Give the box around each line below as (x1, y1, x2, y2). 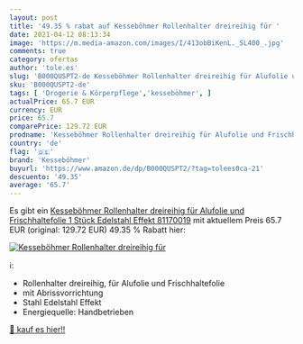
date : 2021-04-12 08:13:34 (9, 30, 111, 39)
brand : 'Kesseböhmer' (9, 155, 91, 165)
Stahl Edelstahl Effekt (22, 297, 102, 308)
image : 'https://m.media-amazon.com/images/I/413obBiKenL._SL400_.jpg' (9, 38, 284, 48)
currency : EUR (9, 105, 63, 114)
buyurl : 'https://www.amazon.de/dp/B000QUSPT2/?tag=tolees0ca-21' (9, 164, 264, 173)
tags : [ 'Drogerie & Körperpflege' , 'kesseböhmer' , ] (9, 88, 212, 97)
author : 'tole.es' (9, 64, 78, 73)
